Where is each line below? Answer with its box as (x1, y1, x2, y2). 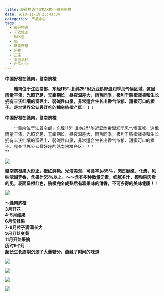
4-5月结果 (5, 212, 26, 218)
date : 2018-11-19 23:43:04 (5, 12, 60, 17)
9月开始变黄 (5, 231, 30, 236)
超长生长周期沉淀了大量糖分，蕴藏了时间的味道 (5, 249, 99, 254)
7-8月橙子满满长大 (5, 224, 42, 230)
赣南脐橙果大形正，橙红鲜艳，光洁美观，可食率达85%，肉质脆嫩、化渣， (5, 168, 152, 174)
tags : (5, 21, 16, 26)
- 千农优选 (9, 30, 29, 35)
